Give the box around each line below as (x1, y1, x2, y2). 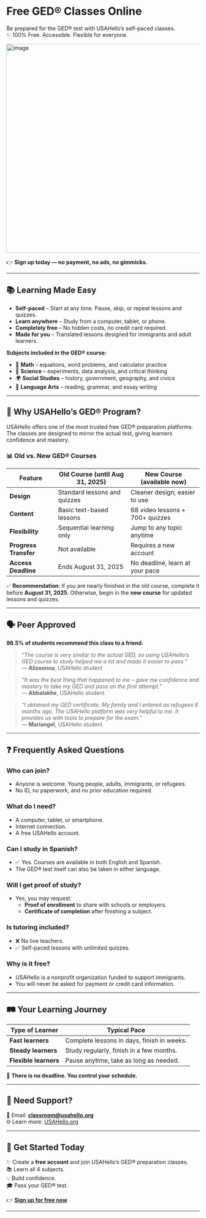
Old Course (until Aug (59, 470, 124, 478)
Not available (58, 545, 96, 553)
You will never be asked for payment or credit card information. (15, 980, 175, 987)
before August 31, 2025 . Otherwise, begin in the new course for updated (6, 588, 192, 596)
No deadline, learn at (130, 558, 191, 567)
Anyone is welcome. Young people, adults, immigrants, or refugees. (15, 780, 187, 787)
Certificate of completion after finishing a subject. (24, 908, 153, 915)
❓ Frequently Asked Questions (6, 745, 124, 755)
